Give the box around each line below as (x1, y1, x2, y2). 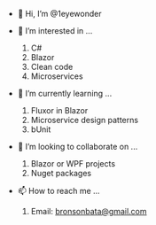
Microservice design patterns (30, 115, 139, 125)
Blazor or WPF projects (30, 159, 116, 168)
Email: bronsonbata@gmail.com (30, 206, 148, 216)
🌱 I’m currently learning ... (17, 89, 113, 98)
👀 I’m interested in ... (17, 26, 93, 35)
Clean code (30, 62, 74, 72)
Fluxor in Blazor (30, 105, 89, 115)
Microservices (30, 71, 83, 81)
